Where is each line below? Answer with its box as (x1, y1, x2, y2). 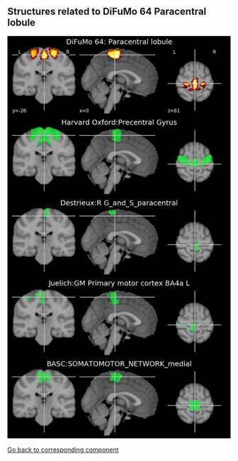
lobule (7, 17, 36, 29)
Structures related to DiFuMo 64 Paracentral (7, 6, 207, 18)
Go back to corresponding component (7, 445, 119, 454)
